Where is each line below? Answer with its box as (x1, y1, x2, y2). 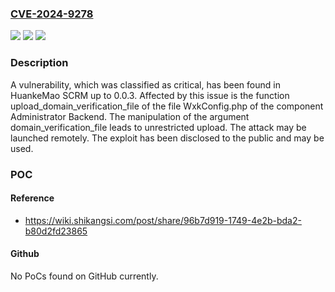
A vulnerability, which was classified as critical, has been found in (10, 78, 281, 91)
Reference (10, 192, 55, 204)
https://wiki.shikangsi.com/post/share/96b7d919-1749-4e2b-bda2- (24, 214, 302, 226)
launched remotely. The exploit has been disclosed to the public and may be (10, 132, 325, 144)
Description (10, 56, 69, 70)
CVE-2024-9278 (10, 7, 94, 21)
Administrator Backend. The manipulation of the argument (10, 110, 250, 122)
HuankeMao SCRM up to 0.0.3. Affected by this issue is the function (10, 89, 290, 101)
